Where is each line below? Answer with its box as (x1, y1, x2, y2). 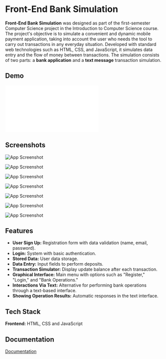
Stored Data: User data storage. (12, 256, 79, 262)
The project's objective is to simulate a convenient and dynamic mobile (5, 30, 151, 36)
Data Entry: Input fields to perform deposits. (12, 261, 103, 267)
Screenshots (5, 141, 46, 149)
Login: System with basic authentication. (12, 251, 96, 257)
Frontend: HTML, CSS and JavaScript (5, 321, 83, 327)
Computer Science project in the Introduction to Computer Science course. (5, 25, 159, 31)
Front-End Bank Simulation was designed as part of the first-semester (5, 20, 151, 26)
